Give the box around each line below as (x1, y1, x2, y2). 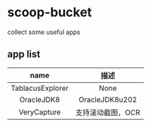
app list (7, 48, 41, 60)
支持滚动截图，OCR (75, 107, 140, 117)
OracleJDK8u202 (78, 94, 138, 104)
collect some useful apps (7, 28, 81, 36)
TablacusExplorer (11, 83, 69, 93)
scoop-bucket (7, 4, 92, 21)
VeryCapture (18, 107, 61, 117)
